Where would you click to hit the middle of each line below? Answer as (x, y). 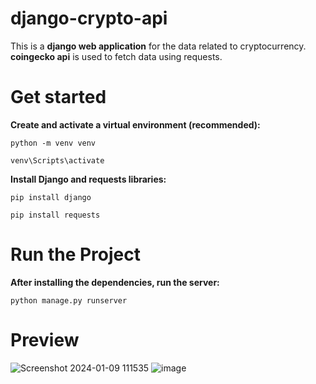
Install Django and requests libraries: (88, 179)
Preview (45, 340)
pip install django (51, 197)
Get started (58, 97)
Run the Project (75, 254)
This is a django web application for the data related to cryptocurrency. (158, 46)
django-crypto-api (89, 18)
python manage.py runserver (69, 300)
